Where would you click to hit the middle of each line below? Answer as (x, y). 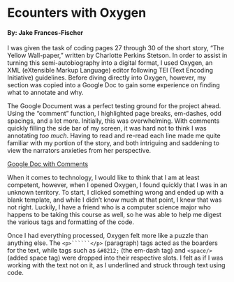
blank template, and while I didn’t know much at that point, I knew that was (115, 200)
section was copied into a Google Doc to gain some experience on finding (114, 85)
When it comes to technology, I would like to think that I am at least (103, 178)
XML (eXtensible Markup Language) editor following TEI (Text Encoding (110, 70)
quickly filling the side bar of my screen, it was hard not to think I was (107, 128)
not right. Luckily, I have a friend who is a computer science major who (109, 207)
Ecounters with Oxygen (77, 13)
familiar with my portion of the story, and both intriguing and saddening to (114, 143)
